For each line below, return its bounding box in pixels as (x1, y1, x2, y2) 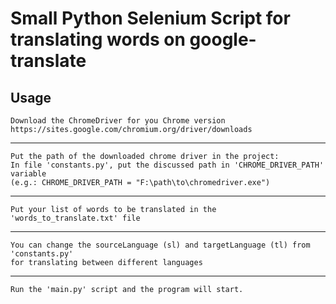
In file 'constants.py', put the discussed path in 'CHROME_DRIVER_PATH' (10, 160, 325, 170)
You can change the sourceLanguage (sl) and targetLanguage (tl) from (10, 240, 311, 250)
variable (10, 169, 47, 179)
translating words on (10, 28, 186, 51)
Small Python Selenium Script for (10, 7, 291, 30)
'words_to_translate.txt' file (10, 213, 141, 223)
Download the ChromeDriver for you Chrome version (10, 116, 226, 126)
